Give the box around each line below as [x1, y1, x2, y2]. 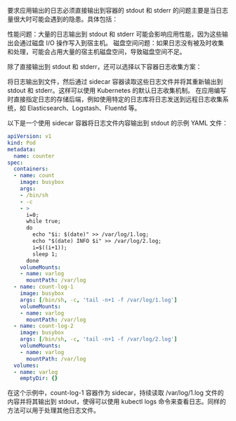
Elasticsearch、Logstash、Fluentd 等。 [27, 104, 141, 112]
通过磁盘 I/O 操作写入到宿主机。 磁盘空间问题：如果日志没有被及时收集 [19, 39, 225, 47]
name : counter [13, 152, 55, 160]
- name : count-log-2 [13, 322, 74, 329]
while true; [25, 218, 61, 225]
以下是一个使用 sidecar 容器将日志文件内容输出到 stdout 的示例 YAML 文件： [7, 119, 228, 127]
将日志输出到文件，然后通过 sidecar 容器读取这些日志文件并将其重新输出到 [7, 77, 223, 86]
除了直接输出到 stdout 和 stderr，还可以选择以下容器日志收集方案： [7, 63, 202, 70]
